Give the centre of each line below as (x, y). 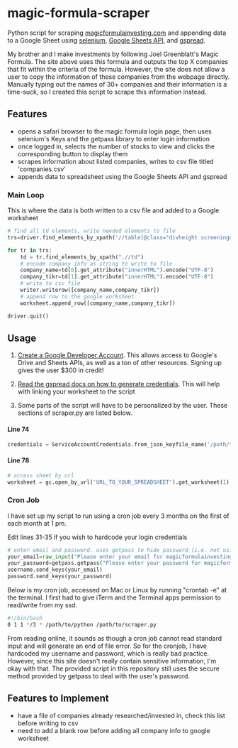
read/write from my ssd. (42, 605)
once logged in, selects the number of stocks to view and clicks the (116, 146)
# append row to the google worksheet (77, 296)
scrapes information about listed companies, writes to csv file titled (115, 161)
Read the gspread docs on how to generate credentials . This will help (119, 384)
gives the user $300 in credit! (61, 370)
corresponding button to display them (73, 153)
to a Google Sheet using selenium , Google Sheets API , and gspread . (107, 40)
